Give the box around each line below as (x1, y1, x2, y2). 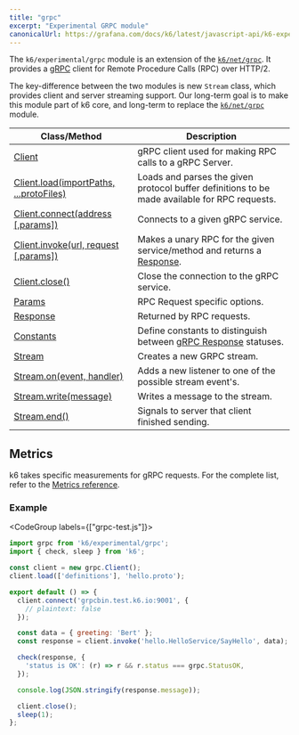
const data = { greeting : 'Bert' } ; (17, 629, 153, 638)
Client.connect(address (13, 208, 112, 220)
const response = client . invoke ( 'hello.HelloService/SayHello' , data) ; (17, 637, 289, 646)
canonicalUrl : (9, 29, 62, 38)
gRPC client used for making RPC (137, 145, 278, 158)
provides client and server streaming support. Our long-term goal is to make (9, 90, 289, 101)
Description (186, 130, 238, 143)
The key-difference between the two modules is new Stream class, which (9, 81, 277, 92)
